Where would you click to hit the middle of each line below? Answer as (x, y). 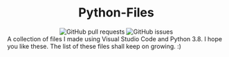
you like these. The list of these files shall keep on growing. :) (94, 46)
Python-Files (116, 13)
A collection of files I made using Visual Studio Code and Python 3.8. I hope (115, 38)
